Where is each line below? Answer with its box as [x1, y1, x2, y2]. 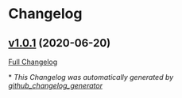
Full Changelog [8, 57, 58, 66]
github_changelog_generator [8, 81, 103, 90]
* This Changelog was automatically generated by [8, 73, 174, 81]
